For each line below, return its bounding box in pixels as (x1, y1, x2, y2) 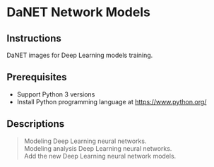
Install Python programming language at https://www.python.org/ (16, 97, 207, 106)
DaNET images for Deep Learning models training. (6, 51, 153, 59)
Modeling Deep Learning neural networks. (23, 137, 147, 145)
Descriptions (6, 118, 65, 130)
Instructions (6, 32, 61, 44)
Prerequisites (6, 71, 67, 83)
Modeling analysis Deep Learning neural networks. (23, 144, 172, 152)
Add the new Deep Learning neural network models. (23, 151, 177, 160)
